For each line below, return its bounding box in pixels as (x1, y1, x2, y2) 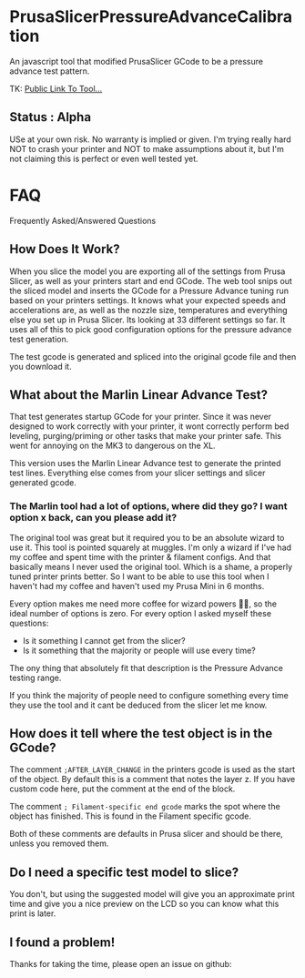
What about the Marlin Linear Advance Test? (9, 387, 269, 402)
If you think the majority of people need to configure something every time (9, 689, 289, 700)
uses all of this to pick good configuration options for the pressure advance (9, 323, 292, 334)
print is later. (9, 908, 56, 919)
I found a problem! (9, 934, 116, 950)
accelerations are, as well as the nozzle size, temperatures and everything (9, 304, 289, 315)
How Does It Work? (9, 241, 120, 257)
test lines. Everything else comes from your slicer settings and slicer (9, 467, 266, 479)
